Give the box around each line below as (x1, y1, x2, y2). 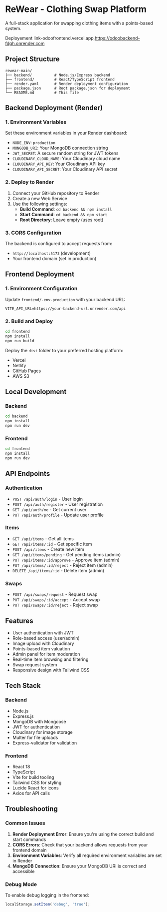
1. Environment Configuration (5, 285, 78, 292)
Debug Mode (5, 880, 37, 887)
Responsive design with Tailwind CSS (12, 667, 90, 673)
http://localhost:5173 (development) (12, 250, 91, 256)
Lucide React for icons (12, 784, 59, 791)
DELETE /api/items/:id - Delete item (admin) (12, 567, 105, 573)
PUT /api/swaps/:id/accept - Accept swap (12, 597, 100, 603)
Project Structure (5, 55, 60, 64)
